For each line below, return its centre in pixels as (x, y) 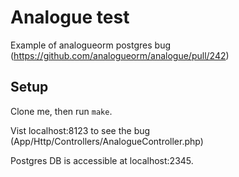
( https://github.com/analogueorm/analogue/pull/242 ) (120, 55)
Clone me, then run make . (61, 111)
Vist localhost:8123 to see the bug (80, 130)
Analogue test (70, 17)
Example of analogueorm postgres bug (90, 45)
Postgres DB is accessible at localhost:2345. (102, 160)
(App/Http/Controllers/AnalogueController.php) (107, 141)
